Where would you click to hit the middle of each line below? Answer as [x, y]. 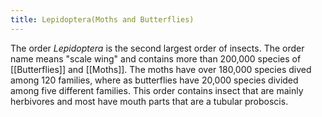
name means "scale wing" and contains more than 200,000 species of [156, 58]
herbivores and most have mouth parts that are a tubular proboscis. [149, 101]
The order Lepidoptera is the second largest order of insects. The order [157, 48]
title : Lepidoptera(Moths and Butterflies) [102, 19]
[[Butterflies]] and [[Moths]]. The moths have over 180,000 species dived [161, 69]
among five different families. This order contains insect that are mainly [157, 90]
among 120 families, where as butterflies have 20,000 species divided [154, 80]
